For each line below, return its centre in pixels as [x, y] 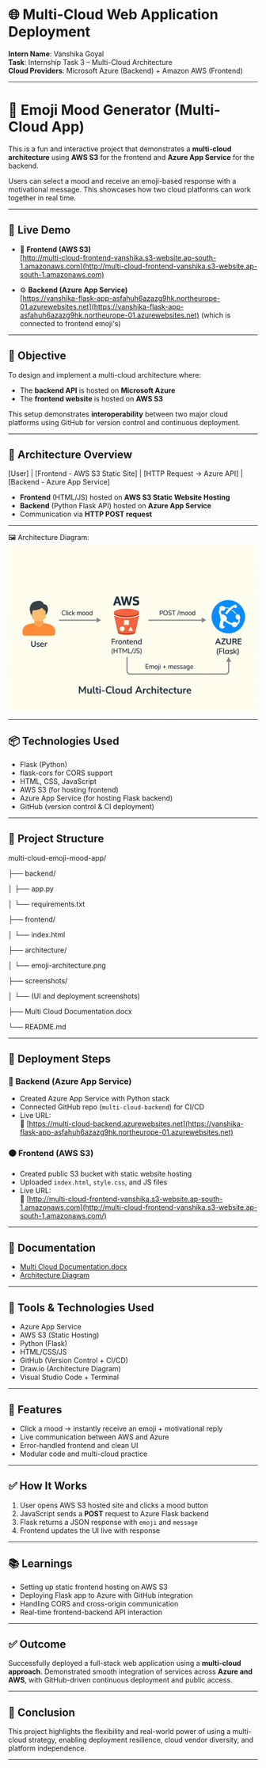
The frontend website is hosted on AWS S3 [91, 398]
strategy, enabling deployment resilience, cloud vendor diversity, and [141, 1740]
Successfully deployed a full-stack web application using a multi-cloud [125, 1663]
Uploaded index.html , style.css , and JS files [93, 1182]
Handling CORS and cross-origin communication [99, 1603]
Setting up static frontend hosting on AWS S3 [93, 1587]
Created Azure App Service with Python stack [95, 1099]
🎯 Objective [37, 356]
